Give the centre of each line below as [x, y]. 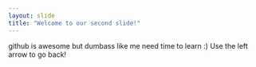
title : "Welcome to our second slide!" [75, 23]
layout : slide [32, 16]
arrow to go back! [37, 54]
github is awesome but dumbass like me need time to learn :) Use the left [128, 45]
